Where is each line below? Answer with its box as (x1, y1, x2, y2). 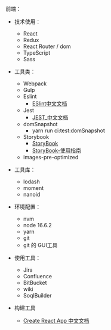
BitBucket (23, 279, 47, 286)
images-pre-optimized (23, 154, 79, 160)
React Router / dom (23, 43, 71, 50)
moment (23, 185, 44, 191)
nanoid (23, 191, 41, 198)
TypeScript (23, 49, 51, 56)
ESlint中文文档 (32, 100, 67, 107)
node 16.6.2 (23, 222, 52, 228)
